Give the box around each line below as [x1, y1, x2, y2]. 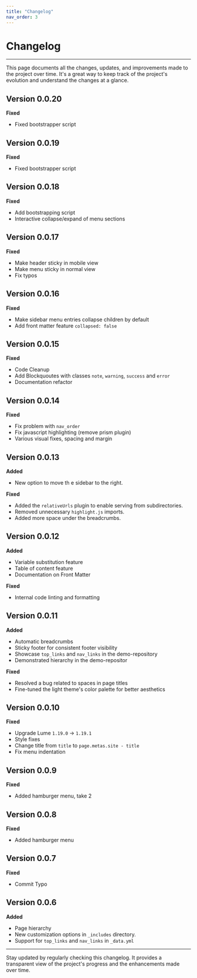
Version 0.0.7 [6, 853, 57, 863]
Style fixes [14, 736, 40, 743]
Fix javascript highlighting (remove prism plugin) [14, 429, 131, 436]
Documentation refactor [14, 379, 73, 386]
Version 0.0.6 [6, 897, 57, 907]
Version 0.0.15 [6, 339, 60, 349]
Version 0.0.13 [6, 452, 60, 462]
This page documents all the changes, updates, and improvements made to [6, 64, 189, 71]
